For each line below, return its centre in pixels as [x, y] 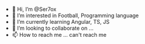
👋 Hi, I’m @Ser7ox [34, 9]
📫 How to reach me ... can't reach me [59, 35]
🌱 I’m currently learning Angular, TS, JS [61, 22]
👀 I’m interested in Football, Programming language [76, 15]
